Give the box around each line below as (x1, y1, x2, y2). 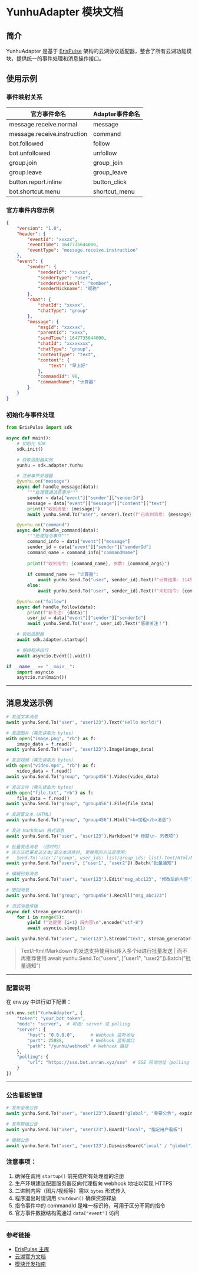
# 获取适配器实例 (16, 457, 53, 463)
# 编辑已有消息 (6, 871, 38, 877)
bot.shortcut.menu (9, 187, 61, 196)
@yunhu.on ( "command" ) (16, 522, 70, 528)
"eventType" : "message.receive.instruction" (27, 248, 138, 253)
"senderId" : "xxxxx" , (37, 269, 91, 275)
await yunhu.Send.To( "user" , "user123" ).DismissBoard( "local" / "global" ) (6, 1142, 194, 1149)
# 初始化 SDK (16, 441, 46, 447)
